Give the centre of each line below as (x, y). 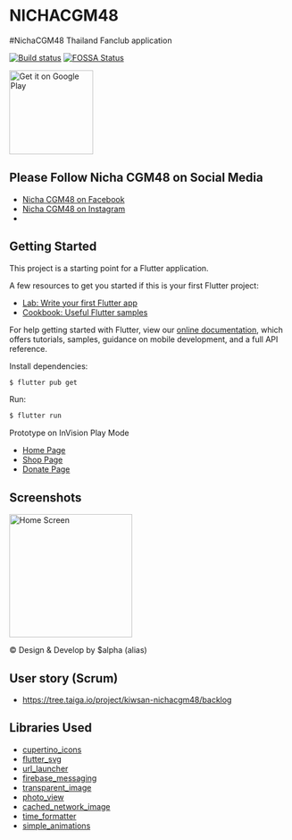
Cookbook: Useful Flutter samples (85, 312)
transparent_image (57, 787)
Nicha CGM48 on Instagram (74, 209)
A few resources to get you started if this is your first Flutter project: (134, 285)
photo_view (43, 797)
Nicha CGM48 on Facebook (73, 199)
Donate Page (46, 469)
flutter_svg (42, 759)
